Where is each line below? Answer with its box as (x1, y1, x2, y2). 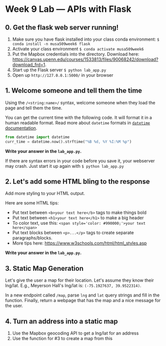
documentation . (5, 125, 38, 131)
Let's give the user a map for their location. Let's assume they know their (5, 277, 154, 283)
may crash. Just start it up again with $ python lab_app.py (5, 163, 124, 169)
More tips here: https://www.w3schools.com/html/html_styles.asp (12, 240, 147, 246)
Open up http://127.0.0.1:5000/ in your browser (12, 72, 113, 78)
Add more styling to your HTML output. (5, 191, 85, 197)
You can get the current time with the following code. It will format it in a (5, 114, 152, 120)
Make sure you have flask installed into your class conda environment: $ (12, 36, 160, 42)
